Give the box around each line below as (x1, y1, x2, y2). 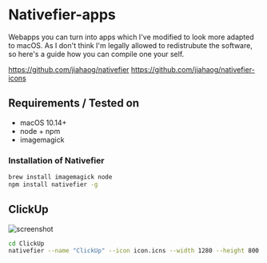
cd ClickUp (8, 239, 45, 248)
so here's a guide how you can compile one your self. (8, 49, 185, 59)
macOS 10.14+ (19, 118, 67, 127)
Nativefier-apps (8, 6, 116, 24)
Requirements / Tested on (8, 96, 140, 110)
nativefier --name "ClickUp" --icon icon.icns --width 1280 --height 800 (8, 247, 260, 255)
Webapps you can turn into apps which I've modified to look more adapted (8, 32, 254, 42)
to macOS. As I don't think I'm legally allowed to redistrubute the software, (8, 40, 253, 50)
